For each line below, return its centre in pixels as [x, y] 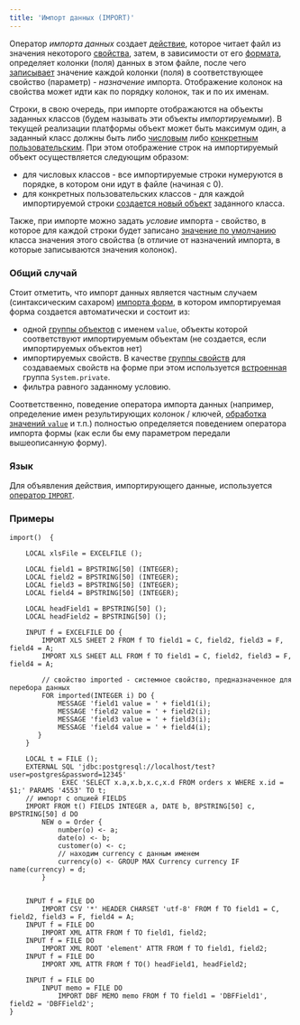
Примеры [32, 518]
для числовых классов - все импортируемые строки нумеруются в [153, 174]
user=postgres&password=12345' [68, 774]
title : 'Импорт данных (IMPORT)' [72, 18]
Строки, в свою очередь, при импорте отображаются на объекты [136, 108]
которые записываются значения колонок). [93, 249]
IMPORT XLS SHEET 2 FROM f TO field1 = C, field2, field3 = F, [163, 640]
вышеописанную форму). [58, 443]
